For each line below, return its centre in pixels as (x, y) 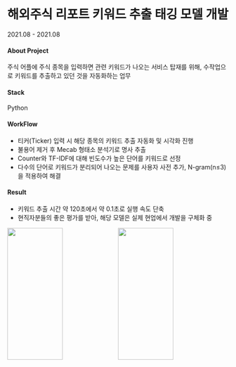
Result (17, 192)
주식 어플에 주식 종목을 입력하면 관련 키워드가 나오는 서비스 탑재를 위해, (105, 67)
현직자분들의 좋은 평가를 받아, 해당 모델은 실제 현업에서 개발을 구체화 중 (115, 217)
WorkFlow (22, 124)
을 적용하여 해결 (39, 176)
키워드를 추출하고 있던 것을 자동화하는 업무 (73, 76)
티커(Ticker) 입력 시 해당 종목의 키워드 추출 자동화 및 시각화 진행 (105, 141)
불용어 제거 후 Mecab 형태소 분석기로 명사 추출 (81, 149)
